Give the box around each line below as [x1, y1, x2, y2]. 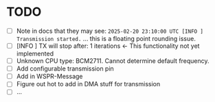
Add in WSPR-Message [16, 73, 83, 81]
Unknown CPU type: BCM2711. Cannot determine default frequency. [16, 57, 210, 65]
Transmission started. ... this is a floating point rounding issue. [16, 35, 196, 42]
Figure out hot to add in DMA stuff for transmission [16, 80, 161, 88]
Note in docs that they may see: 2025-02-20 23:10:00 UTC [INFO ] [16, 27, 204, 35]
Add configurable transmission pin [16, 64, 114, 73]
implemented [16, 49, 54, 58]
